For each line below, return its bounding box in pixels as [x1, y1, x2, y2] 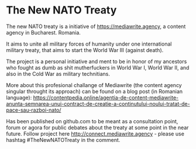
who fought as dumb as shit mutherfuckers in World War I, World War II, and [6, 64, 190, 71]
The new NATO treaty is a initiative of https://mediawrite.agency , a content [6, 23, 186, 30]
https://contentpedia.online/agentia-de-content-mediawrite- [33, 94, 179, 101]
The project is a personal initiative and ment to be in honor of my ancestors [6, 58, 187, 65]
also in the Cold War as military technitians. [6, 70, 110, 77]
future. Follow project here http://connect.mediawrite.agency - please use [6, 130, 184, 137]
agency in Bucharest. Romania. [6, 29, 81, 36]
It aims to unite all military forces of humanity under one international [6, 40, 172, 47]
